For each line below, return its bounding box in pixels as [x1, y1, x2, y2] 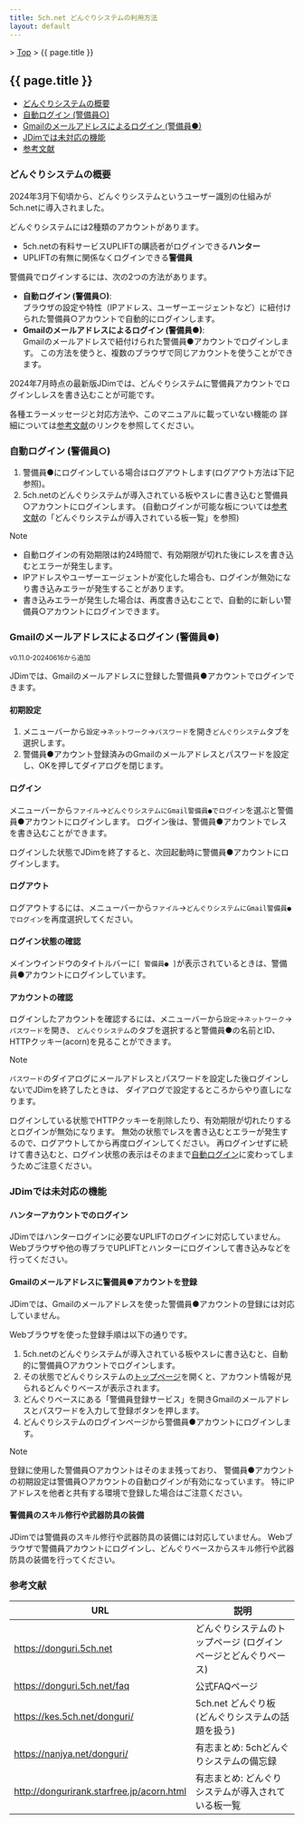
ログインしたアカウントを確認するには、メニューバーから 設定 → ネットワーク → [9, 1013, 292, 1025]
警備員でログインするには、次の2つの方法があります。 [9, 271, 213, 282]
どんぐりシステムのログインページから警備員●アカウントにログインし [22, 1416, 283, 1427]
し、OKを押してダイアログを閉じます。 [22, 760, 169, 771]
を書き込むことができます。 [9, 827, 112, 838]
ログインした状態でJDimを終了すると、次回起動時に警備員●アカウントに [9, 846, 281, 857]
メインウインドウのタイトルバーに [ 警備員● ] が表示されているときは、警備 [9, 958, 288, 969]
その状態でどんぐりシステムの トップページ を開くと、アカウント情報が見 [22, 1370, 292, 1381]
